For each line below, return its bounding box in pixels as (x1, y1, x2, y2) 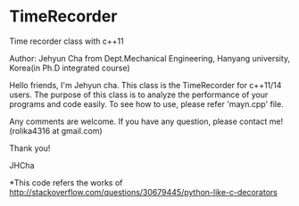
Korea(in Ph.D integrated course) (9, 62, 130, 73)
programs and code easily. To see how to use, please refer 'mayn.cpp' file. (9, 98, 284, 109)
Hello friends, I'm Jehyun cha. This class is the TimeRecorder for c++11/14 (9, 79, 282, 90)
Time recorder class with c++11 (9, 36, 124, 46)
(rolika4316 (9, 125, 51, 136)
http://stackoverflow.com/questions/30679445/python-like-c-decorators (9, 186, 278, 197)
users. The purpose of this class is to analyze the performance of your (9, 89, 269, 100)
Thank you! (9, 143, 51, 153)
